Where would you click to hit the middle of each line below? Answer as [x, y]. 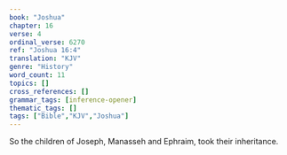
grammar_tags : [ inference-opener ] [73, 100]
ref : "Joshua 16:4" [45, 50]
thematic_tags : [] [43, 108]
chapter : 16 [31, 26]
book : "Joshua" [37, 17]
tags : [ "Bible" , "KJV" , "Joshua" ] [69, 116]
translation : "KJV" [45, 58]
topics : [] [29, 83]
